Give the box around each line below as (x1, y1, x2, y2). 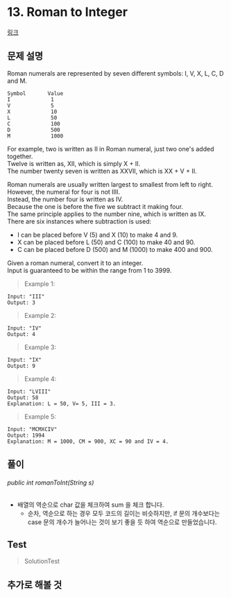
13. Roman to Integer (7, 4, 128, 20)
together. (7, 152, 33, 160)
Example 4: (24, 374, 57, 382)
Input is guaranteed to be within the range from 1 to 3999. (7, 266, 172, 274)
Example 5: (24, 412, 57, 421)
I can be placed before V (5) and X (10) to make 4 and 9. (17, 230, 178, 239)
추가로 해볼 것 (7, 579, 62, 591)
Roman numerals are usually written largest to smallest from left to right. (7, 180, 214, 188)
